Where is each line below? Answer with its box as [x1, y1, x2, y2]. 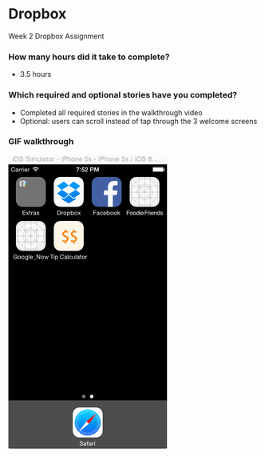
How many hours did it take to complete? [8, 51, 170, 62]
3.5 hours [19, 70, 52, 79]
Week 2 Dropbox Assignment [8, 31, 105, 41]
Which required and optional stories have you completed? [8, 90, 238, 101]
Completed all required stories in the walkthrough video [19, 107, 203, 117]
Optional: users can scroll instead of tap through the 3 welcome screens [19, 116, 258, 126]
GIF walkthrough [8, 136, 74, 147]
